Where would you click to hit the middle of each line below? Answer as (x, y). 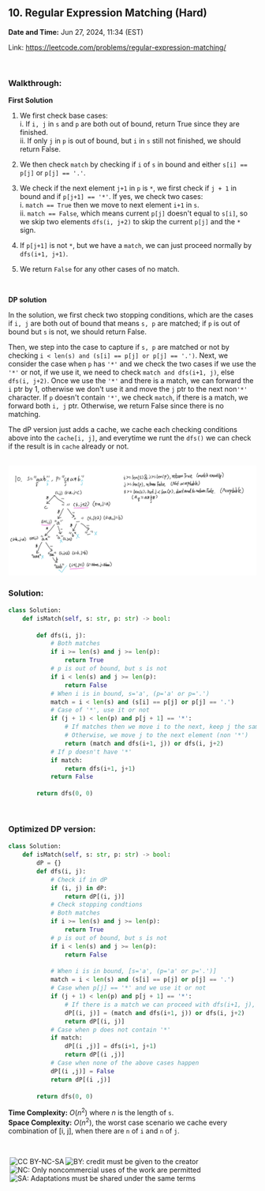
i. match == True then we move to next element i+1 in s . (109, 205)
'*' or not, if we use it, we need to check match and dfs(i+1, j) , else (121, 372)
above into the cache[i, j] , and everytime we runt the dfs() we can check (130, 438)
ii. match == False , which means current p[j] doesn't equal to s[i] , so (134, 213)
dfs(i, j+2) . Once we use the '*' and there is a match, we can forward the (131, 381)
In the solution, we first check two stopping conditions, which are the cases (131, 315)
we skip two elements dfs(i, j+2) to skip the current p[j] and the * (130, 222)
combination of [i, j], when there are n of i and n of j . (94, 1131)
